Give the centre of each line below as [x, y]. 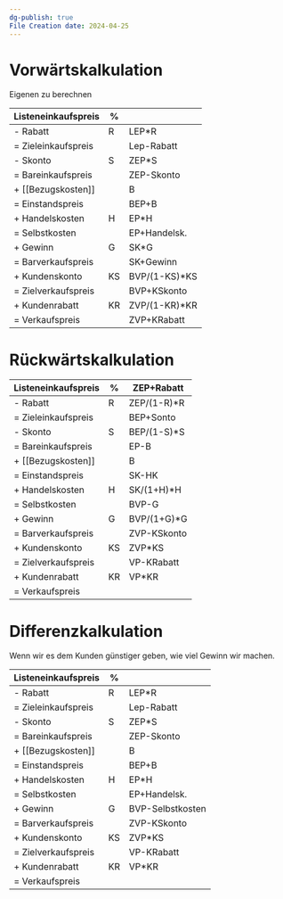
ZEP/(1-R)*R [157, 403]
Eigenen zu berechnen [51, 95]
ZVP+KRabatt [157, 320]
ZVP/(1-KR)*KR [163, 306]
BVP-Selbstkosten [167, 809]
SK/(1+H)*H [155, 490]
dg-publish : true [41, 17]
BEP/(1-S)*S [157, 432]
